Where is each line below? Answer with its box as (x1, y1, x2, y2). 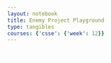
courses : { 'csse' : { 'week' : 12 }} (7, 29, 105, 37)
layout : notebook (7, 10, 58, 17)
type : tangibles (7, 23, 54, 30)
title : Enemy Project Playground (7, 17, 105, 24)
